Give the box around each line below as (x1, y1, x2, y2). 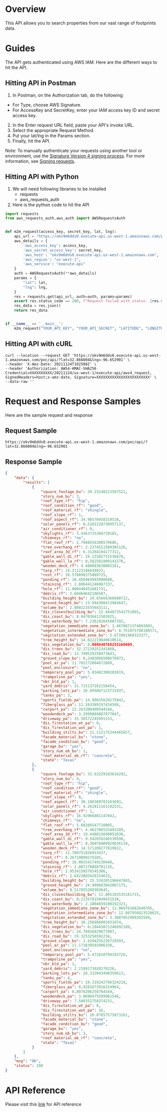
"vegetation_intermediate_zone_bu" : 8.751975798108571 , (40, 628, 159, 633)
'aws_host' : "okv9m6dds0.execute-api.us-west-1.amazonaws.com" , (23, 252, 159, 257)
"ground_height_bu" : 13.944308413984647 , (40, 600, 128, 606)
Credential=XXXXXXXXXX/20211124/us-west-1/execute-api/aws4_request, (5, 370, 153, 375)
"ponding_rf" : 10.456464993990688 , (40, 577, 114, 582)
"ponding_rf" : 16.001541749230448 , (40, 860, 114, 865)
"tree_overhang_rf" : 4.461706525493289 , (40, 827, 126, 832)
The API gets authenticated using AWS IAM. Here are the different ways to (5, 59, 158, 65)
